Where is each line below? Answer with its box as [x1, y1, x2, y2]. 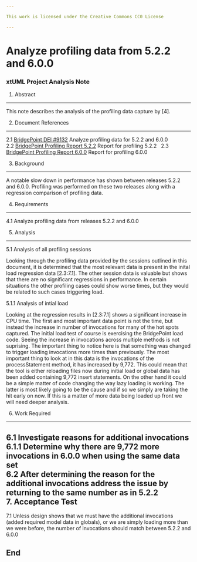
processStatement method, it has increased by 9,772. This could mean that [6, 361, 188, 368]
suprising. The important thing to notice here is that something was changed [6, 342, 191, 349]
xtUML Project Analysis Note [6, 78, 90, 86]
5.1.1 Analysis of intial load [6, 300, 69, 307]
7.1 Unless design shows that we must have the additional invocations [6, 512, 174, 519]
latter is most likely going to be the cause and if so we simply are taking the [6, 386, 188, 393]
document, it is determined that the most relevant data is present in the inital [6, 264, 191, 271]
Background [14, 160, 45, 167]
